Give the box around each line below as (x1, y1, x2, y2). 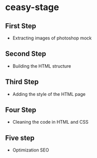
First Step (5, 22, 36, 30)
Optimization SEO (12, 147, 49, 153)
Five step (5, 133, 35, 142)
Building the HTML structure (12, 63, 71, 69)
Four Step (5, 106, 37, 115)
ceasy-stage (5, 2, 59, 13)
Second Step (5, 49, 46, 58)
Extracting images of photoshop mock (12, 35, 92, 41)
